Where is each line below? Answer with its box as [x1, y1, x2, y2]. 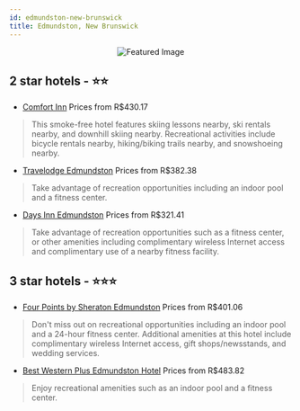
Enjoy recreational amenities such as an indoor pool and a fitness [31, 383, 273, 394]
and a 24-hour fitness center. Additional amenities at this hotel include [31, 329, 292, 340]
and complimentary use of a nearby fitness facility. [31, 246, 220, 257]
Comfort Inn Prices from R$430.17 [22, 102, 148, 112]
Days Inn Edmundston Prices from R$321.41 [22, 210, 185, 220]
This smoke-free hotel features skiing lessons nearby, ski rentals [31, 119, 271, 130]
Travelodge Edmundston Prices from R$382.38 [22, 165, 198, 176]
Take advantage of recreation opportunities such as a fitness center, [31, 227, 285, 238]
